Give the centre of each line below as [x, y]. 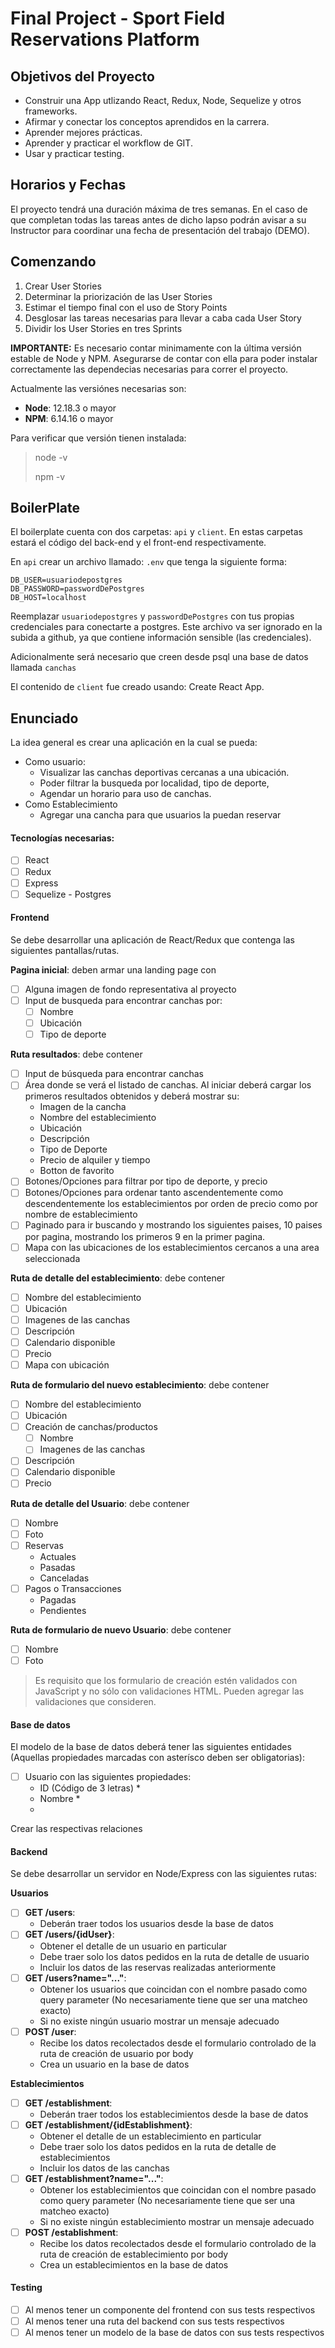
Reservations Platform [105, 39]
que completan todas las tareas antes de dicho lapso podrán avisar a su [158, 219]
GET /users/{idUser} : [69, 1934]
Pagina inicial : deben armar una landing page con [113, 969]
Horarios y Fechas [68, 185]
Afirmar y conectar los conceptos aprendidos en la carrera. [147, 121]
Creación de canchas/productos [91, 1427]
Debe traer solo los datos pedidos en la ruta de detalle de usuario [174, 1956]
